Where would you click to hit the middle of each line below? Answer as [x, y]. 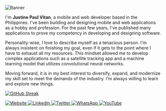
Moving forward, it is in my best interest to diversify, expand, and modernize [83, 73]
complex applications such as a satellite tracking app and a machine [75, 58]
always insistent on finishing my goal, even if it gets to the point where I [78, 48]
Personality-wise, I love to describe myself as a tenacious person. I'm [76, 43]
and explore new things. [30, 84]
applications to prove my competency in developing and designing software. [83, 33]
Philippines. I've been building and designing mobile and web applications [81, 23]
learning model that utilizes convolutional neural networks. [65, 64]
